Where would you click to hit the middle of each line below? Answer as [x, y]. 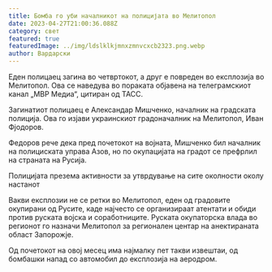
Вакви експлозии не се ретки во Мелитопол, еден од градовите [119, 200]
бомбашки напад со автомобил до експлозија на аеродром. [113, 259]
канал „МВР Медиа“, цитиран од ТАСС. [76, 94]
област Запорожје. [41, 235]
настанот [24, 184]
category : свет [34, 31]
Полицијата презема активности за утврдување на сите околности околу [136, 176]
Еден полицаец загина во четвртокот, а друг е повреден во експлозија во [136, 77]
